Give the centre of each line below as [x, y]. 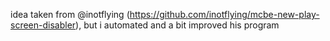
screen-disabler [43, 25]
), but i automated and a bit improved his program [177, 25]
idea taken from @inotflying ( [70, 14]
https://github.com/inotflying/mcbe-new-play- [224, 14]
